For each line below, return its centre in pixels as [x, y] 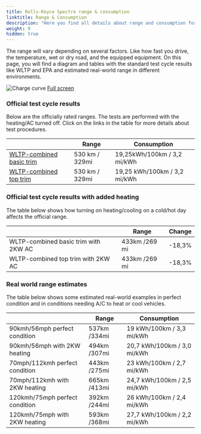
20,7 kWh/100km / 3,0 [159, 346]
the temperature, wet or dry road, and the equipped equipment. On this [94, 58]
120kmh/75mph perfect [43, 397]
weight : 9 [19, 28]
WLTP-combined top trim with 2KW [60, 258]
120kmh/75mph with [39, 415]
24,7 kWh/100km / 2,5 [159, 380]
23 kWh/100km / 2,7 [156, 363]
